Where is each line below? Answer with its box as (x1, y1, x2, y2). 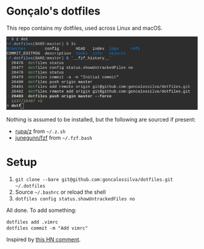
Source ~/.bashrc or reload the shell (15, 188, 106, 196)
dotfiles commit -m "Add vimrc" (6, 225, 88, 231)
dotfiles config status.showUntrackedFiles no (15, 196, 135, 202)
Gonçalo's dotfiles (6, 4, 101, 18)
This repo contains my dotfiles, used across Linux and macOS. (6, 24, 163, 32)
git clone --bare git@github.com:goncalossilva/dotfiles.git (15, 177, 174, 183)
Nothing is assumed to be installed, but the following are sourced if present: (6, 116, 196, 123)
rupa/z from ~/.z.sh (15, 128, 66, 135)
